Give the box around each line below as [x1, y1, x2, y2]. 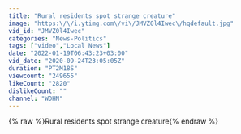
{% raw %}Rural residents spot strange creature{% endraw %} [8, 116, 219, 126]
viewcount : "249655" [8, 72, 79, 80]
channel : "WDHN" [8, 94, 63, 103]
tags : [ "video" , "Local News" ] [8, 42, 111, 50]
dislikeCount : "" [8, 86, 67, 95]
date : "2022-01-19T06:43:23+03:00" [8, 49, 129, 57]
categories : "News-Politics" [8, 34, 107, 43]
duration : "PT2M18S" [8, 65, 79, 73]
